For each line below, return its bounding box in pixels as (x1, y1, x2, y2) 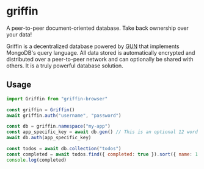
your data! (6, 30, 32, 38)
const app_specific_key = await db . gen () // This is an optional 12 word (6, 129, 199, 135)
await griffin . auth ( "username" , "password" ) (6, 112, 122, 119)
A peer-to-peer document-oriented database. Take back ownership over (6, 24, 189, 32)
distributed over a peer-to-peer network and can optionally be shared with (6, 55, 194, 63)
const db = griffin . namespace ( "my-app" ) (6, 123, 111, 129)
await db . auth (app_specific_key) (6, 135, 92, 141)
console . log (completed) (6, 157, 67, 163)
